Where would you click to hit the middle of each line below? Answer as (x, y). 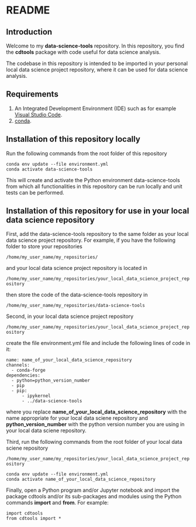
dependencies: (23, 375)
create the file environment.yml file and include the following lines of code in (98, 343)
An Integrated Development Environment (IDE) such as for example (95, 108)
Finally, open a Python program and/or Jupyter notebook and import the (93, 490)
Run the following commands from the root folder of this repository (87, 153)
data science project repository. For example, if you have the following (91, 240)
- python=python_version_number (51, 381)
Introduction (29, 32)
